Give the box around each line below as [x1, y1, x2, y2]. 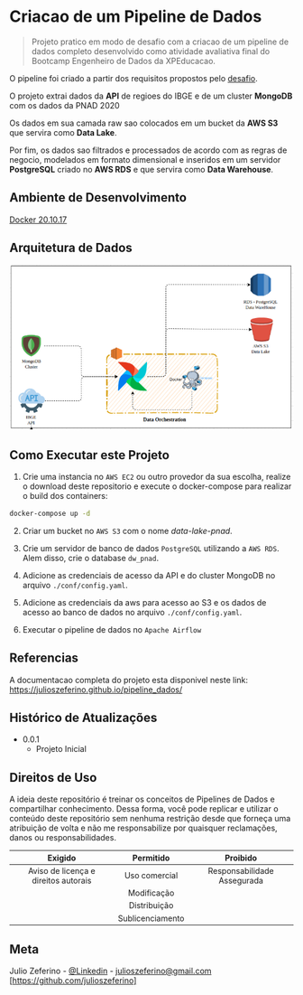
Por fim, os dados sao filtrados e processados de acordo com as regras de [9, 145, 288, 155]
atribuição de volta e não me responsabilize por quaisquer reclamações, [9, 822, 278, 833]
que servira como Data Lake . [9, 127, 117, 137]
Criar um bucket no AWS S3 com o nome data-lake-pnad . [22, 525, 233, 536]
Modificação [127, 887, 175, 898]
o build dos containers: [22, 490, 108, 501]
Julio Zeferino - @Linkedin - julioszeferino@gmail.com [9, 965, 212, 977]
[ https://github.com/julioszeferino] [9, 975, 137, 986]
